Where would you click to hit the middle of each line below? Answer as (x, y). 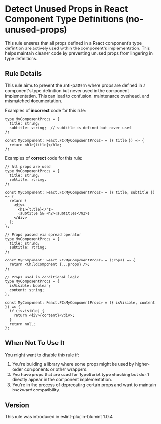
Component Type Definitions (64, 19)
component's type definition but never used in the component (67, 90)
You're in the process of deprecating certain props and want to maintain (84, 385)
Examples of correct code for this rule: (44, 158)
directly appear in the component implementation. (62, 379)
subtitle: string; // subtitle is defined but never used (70, 128)
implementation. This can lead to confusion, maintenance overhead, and (77, 96)
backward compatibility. (36, 390)
